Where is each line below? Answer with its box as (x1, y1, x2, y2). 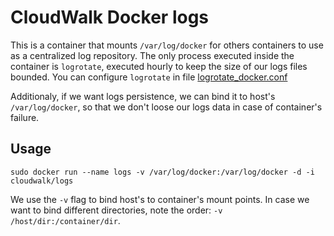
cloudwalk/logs (10, 176, 74, 186)
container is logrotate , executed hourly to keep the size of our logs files (10, 60, 308, 72)
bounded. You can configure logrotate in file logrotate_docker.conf (10, 71, 288, 83)
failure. (10, 111, 40, 123)
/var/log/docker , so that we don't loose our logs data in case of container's (10, 101, 323, 113)
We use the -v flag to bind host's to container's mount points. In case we (10, 193, 310, 205)
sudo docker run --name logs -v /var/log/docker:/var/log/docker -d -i (10, 167, 315, 177)
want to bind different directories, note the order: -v (10, 204, 223, 216)
